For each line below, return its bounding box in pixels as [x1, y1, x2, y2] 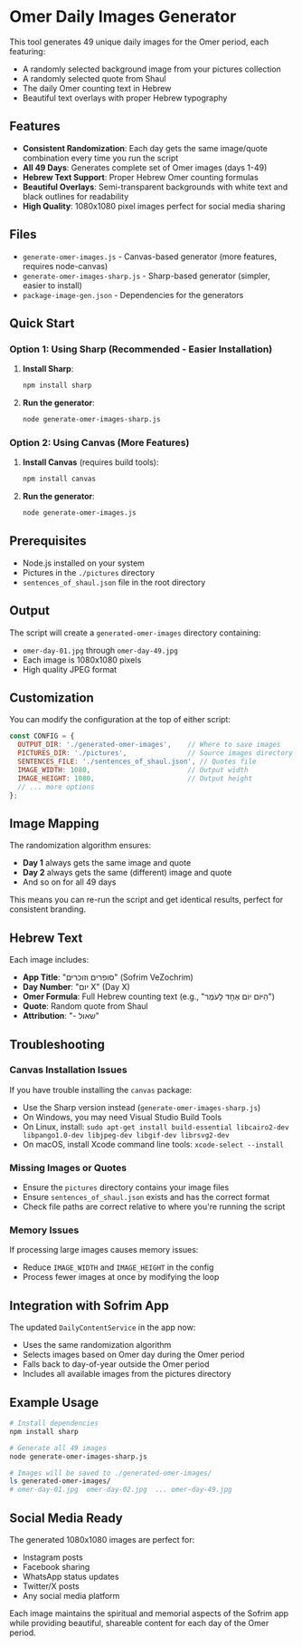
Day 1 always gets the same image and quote [22, 857, 192, 868]
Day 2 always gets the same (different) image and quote [22, 867, 232, 878]
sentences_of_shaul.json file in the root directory [22, 576, 206, 587]
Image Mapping [9, 816, 99, 831]
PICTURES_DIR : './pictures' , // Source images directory [17, 749, 294, 758]
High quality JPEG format [22, 664, 118, 674]
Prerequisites [9, 533, 87, 549]
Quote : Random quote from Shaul [22, 1001, 148, 1012]
